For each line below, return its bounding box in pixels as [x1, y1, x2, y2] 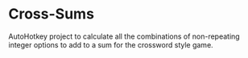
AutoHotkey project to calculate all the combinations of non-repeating [8, 31, 240, 41]
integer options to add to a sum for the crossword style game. [8, 39, 213, 49]
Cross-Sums [8, 5, 95, 23]
